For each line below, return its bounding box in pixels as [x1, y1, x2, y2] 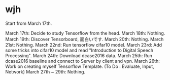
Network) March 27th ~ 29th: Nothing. [5, 68, 85, 74]
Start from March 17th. [5, 20, 52, 26]
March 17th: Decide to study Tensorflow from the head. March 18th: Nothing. [5, 30, 165, 36]
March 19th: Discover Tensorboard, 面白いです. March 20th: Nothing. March [5, 36, 164, 42]
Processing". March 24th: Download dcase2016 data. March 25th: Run [5, 52, 152, 59]
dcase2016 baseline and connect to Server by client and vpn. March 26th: [5, 58, 160, 64]
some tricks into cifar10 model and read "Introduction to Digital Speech [5, 47, 154, 53]
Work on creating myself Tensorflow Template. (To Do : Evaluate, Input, [5, 63, 155, 69]
